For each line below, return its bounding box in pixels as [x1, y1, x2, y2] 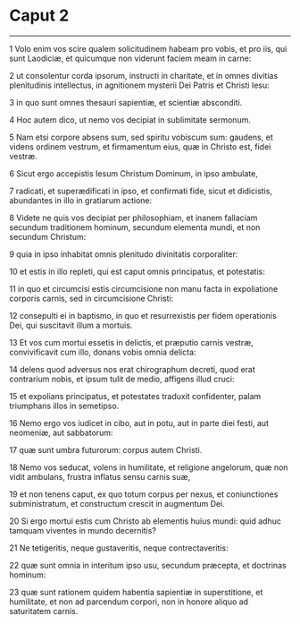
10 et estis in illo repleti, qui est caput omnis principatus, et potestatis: [9, 266, 265, 277]
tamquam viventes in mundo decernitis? [9, 525, 156, 535]
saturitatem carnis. [9, 605, 79, 616]
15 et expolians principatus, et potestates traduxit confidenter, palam [9, 390, 262, 401]
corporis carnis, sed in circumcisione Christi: [9, 293, 174, 303]
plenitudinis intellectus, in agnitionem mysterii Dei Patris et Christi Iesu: [9, 80, 270, 90]
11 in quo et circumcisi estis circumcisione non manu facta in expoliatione [9, 283, 279, 294]
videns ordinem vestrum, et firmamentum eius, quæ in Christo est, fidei [9, 141, 271, 152]
